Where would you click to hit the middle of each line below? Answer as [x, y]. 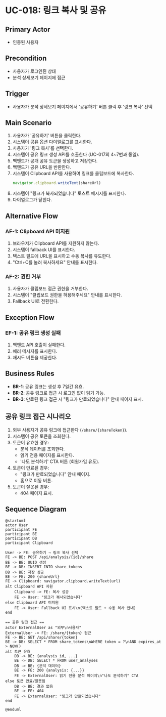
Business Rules [30, 374]
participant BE [21, 534]
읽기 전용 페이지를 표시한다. [47, 455]
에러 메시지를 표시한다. [35, 351]
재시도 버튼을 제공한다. [35, 357]
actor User [17, 525]
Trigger [17, 94]
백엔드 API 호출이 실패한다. [39, 345]
